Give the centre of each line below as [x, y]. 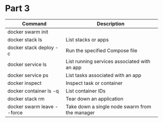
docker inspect [24, 83]
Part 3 [17, 8]
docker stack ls [25, 40]
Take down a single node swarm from [108, 107]
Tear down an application [95, 98]
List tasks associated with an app [104, 75]
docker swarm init [28, 32]
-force [15, 112]
